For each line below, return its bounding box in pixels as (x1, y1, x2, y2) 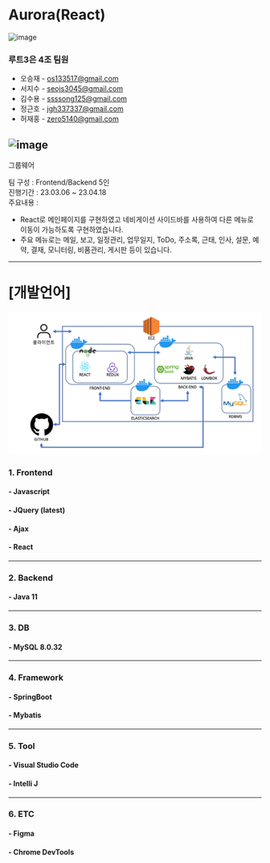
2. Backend (8, 572, 54, 583)
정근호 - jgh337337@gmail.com (19, 104, 124, 114)
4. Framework (8, 672, 64, 683)
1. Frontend (8, 467, 53, 478)
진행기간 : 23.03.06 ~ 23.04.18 (8, 188, 107, 197)
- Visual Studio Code (8, 760, 79, 770)
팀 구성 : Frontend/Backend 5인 (8, 177, 110, 187)
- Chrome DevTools (8, 847, 75, 857)
